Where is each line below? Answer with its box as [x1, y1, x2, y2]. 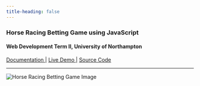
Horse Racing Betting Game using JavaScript [6, 28, 139, 36]
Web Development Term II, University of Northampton [6, 43, 142, 50]
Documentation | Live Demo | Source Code [6, 56, 111, 63]
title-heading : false [6, 8, 60, 15]
